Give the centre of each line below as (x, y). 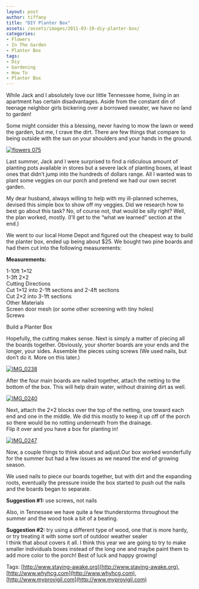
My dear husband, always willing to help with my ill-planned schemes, (92, 199)
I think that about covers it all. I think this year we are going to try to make (96, 542)
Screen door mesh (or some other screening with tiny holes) (80, 309)
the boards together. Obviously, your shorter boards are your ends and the (98, 345)
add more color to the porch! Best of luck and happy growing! (82, 556)
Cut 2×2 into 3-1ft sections (39, 296)
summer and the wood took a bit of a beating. (62, 519)
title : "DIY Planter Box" (38, 23)
